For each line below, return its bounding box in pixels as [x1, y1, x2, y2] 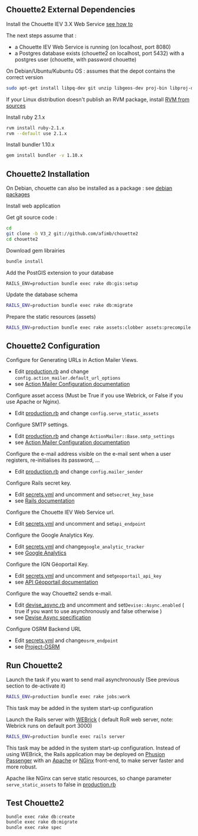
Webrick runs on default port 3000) [6, 722, 93, 729]
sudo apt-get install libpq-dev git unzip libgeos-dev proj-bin [6, 85, 167, 91]
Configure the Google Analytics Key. [6, 532, 94, 539]
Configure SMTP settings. [6, 421, 69, 428]
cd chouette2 [6, 236, 38, 242]
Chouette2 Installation [6, 169, 90, 179]
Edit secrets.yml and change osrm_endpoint [14, 637, 118, 644]
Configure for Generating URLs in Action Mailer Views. [6, 357, 138, 364]
